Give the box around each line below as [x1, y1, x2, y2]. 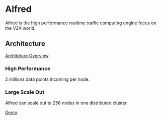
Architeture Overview [5, 53, 49, 59]
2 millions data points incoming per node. [5, 76, 90, 82]
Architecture [5, 40, 46, 48]
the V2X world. [5, 25, 36, 31]
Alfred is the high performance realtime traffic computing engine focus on [5, 20, 157, 26]
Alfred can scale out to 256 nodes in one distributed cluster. [5, 100, 128, 106]
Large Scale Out [5, 88, 45, 95]
